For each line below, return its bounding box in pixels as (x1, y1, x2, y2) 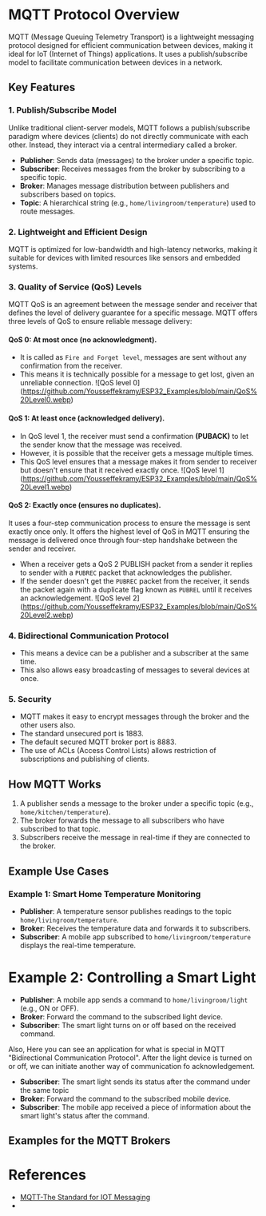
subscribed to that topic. (19, 824, 101, 834)
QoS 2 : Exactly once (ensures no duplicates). (8, 500, 161, 510)
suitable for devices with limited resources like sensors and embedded (8, 253, 241, 262)
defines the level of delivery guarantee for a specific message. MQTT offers (8, 308, 258, 317)
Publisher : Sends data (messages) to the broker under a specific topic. (19, 155, 254, 165)
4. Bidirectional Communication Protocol (8, 630, 169, 641)
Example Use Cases (8, 864, 109, 878)
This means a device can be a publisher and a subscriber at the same (19, 648, 249, 658)
